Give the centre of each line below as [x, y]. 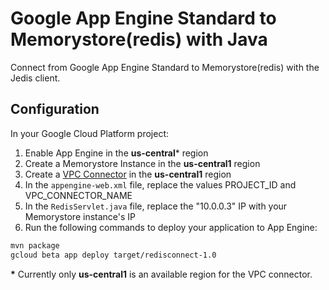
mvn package [35, 245]
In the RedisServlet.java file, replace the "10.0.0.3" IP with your [156, 206]
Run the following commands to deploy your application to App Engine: [171, 227]
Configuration [55, 109]
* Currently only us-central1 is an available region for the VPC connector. [161, 274]
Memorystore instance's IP [80, 216]
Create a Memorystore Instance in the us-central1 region [142, 163]
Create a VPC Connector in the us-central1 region [128, 174]
